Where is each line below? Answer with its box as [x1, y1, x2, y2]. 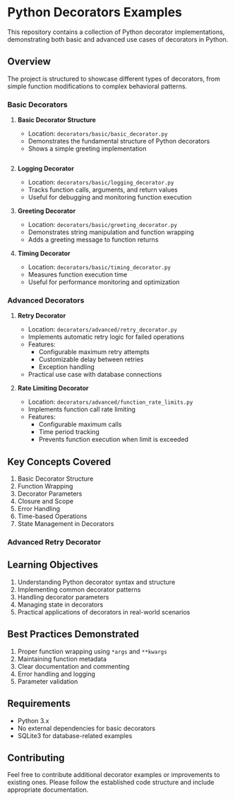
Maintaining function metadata [17, 655, 107, 663]
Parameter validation [17, 677, 78, 686]
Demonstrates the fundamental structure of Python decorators [28, 137, 210, 146]
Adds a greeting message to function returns [28, 235, 159, 244]
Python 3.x [17, 716, 49, 725]
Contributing [7, 752, 65, 764]
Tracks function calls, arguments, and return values [28, 185, 178, 194]
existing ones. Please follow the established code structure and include [7, 778, 215, 787]
